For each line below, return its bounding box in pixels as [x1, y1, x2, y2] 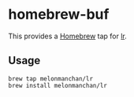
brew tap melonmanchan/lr [8, 74, 93, 83]
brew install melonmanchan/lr [8, 81, 108, 89]
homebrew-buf [8, 5, 110, 23]
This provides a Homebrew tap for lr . [8, 31, 128, 41]
